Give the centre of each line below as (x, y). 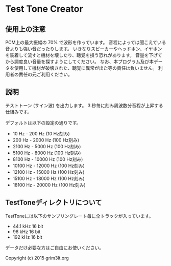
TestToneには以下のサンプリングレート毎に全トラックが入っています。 (79, 216)
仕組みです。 (19, 112)
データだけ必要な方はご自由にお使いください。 (54, 248)
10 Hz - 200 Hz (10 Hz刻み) (41, 133)
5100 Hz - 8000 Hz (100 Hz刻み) (47, 153)
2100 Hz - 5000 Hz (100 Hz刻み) (47, 146)
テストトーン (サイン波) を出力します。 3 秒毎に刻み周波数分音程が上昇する (84, 105)
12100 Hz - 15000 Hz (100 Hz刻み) (48, 172)
